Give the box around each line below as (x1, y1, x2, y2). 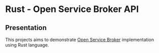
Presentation (5, 23, 47, 32)
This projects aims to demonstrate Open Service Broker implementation (5, 36, 154, 42)
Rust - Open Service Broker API (5, 3, 139, 15)
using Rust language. (5, 42, 49, 48)
